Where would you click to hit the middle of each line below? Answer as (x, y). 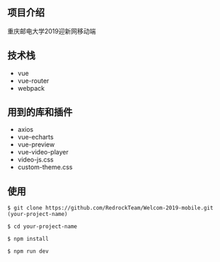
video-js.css (36, 160)
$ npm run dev (28, 251)
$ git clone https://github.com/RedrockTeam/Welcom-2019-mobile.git (110, 208)
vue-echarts (36, 137)
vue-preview (36, 144)
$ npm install (28, 239)
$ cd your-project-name (42, 227)
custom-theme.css (45, 167)
